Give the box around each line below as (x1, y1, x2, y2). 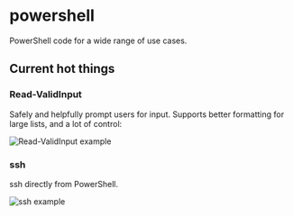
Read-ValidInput (9, 88, 83, 101)
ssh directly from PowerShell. (9, 178, 119, 189)
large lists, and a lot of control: (9, 118, 123, 129)
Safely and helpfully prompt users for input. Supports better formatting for (9, 109, 285, 120)
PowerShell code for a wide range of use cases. (9, 35, 188, 46)
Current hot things (9, 61, 115, 76)
